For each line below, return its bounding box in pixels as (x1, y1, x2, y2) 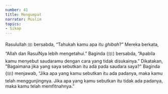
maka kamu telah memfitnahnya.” (5, 83, 75, 89)
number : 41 (5, 7, 28, 13)
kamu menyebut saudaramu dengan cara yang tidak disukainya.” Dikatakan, (5, 58, 163, 64)
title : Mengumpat (5, 12, 42, 17)
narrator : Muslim (5, 17, 42, 22)
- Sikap (5, 26, 22, 31)
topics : (5, 21, 22, 27)
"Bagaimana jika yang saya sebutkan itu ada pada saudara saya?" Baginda (5, 63, 160, 69)
